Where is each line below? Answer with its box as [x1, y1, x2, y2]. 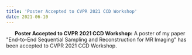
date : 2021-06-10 [6, 14, 49, 20]
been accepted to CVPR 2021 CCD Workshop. [6, 42, 117, 49]
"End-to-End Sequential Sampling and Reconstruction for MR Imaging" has [6, 36, 187, 43]
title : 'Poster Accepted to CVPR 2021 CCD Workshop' [6, 8, 138, 14]
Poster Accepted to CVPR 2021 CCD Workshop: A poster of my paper [14, 30, 186, 36]
